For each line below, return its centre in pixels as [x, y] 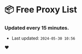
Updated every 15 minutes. [37, 28]
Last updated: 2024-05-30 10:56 [43, 38]
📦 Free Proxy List [41, 10]
